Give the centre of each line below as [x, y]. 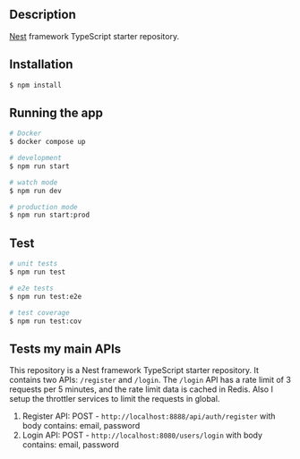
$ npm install [36, 85]
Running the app [56, 112]
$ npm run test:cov [46, 321]
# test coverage [39, 312]
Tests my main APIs [65, 348]
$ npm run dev [36, 191]
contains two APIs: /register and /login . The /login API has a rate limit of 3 [150, 380]
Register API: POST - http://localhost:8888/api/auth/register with [149, 416]
